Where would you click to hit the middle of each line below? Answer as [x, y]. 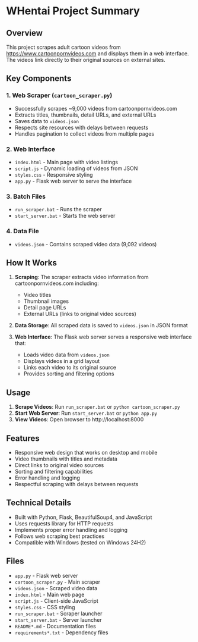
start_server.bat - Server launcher [58, 619]
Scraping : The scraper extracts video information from [82, 277]
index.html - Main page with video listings [66, 162]
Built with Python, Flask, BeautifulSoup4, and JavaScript [83, 517]
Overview [25, 33]
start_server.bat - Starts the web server [65, 216]
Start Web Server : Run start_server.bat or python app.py [86, 413]
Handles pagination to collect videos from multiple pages [84, 134]
